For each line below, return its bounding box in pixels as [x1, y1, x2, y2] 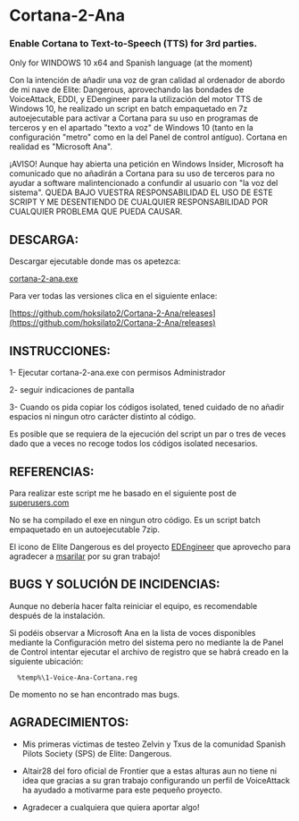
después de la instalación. [9, 610, 105, 621]
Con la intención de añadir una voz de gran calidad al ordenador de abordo [9, 75, 286, 86]
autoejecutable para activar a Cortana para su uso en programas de [9, 113, 259, 123]
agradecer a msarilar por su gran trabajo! [9, 551, 161, 562]
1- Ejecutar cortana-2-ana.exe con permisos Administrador [9, 368, 226, 378]
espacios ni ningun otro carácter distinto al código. [9, 411, 196, 422]
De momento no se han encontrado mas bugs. [9, 689, 180, 699]
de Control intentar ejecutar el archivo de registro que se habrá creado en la [9, 646, 288, 657]
